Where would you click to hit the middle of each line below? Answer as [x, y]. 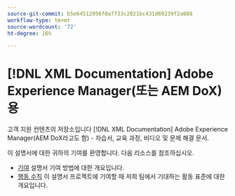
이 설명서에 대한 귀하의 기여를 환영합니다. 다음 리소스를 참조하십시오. [101, 153]
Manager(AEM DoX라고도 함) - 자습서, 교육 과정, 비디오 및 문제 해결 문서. [108, 138]
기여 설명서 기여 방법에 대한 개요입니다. [71, 168]
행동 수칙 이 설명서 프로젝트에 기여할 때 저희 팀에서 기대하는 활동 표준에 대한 [121, 176]
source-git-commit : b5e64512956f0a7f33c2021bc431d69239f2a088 [100, 14]
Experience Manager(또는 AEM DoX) [115, 91]
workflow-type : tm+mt [39, 20]
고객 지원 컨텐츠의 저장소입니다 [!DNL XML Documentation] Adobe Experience [117, 129]
